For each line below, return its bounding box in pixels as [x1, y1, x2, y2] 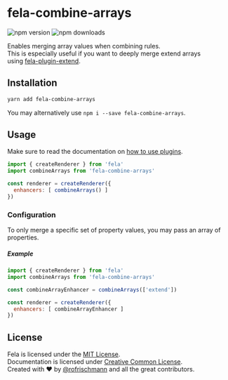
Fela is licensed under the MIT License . [7, 350, 121, 359]
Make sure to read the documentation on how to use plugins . [7, 148, 184, 156]
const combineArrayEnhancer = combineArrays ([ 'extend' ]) [7, 286, 177, 293]
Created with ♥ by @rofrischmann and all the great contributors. [7, 365, 195, 374]
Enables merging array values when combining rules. [7, 41, 161, 50]
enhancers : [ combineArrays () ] [13, 187, 109, 194]
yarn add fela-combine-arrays [7, 96, 96, 103]
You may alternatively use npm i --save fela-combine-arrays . [7, 108, 186, 117]
